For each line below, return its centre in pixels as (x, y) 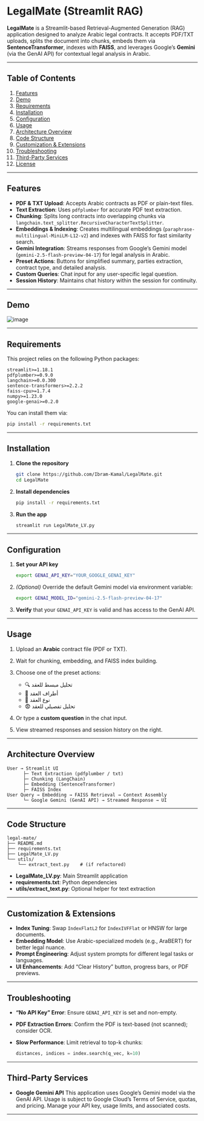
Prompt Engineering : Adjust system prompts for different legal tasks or (104, 954)
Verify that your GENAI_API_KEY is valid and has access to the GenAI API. (105, 609)
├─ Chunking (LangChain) (54, 779)
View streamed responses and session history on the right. (89, 729)
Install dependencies (43, 491)
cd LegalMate (32, 480)
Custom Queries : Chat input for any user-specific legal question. (97, 274)
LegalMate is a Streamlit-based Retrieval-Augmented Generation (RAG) (96, 28)
